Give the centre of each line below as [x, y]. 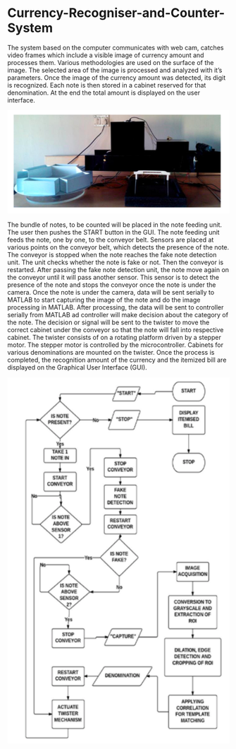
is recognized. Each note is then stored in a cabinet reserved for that [107, 85]
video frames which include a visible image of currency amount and [106, 55]
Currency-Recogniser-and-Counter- [116, 13]
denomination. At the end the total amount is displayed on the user [104, 93]
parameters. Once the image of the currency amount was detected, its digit [117, 77]
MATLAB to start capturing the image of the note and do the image [104, 300]
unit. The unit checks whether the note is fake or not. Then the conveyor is [116, 262]
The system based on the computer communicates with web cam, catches [116, 47]
